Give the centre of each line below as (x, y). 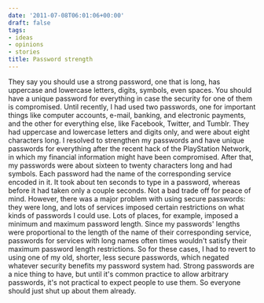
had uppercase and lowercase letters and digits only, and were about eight (129, 131)
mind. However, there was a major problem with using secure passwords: (127, 198)
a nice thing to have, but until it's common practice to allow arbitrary (119, 274)
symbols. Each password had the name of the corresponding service (120, 173)
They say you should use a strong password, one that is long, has (114, 81)
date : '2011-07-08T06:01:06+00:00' (66, 15)
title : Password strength (50, 60)
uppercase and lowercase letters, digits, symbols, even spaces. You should (130, 90)
